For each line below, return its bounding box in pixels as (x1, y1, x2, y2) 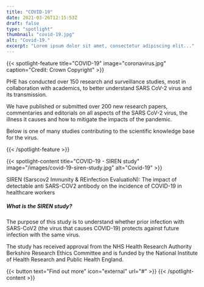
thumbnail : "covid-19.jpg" (6, 32, 75, 38)
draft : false (6, 20, 40, 26)
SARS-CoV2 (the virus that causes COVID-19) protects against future (6, 224, 180, 232)
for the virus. (6, 133, 38, 141)
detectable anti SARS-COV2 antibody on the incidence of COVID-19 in (6, 182, 182, 190)
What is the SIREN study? (6, 202, 72, 210)
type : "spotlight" (6, 26, 53, 32)
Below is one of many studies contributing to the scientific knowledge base (6, 127, 195, 135)
